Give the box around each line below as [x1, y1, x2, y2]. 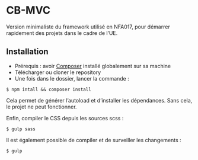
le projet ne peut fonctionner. [6, 103, 77, 110]
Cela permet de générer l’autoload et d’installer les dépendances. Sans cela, [6, 97, 193, 104]
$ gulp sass [6, 126, 36, 132]
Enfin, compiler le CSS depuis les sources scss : [6, 114, 124, 121]
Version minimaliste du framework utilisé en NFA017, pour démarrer [6, 23, 170, 30]
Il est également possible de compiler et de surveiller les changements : [6, 136, 182, 143]
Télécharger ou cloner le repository [14, 69, 101, 76]
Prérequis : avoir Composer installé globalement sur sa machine [14, 62, 171, 69]
